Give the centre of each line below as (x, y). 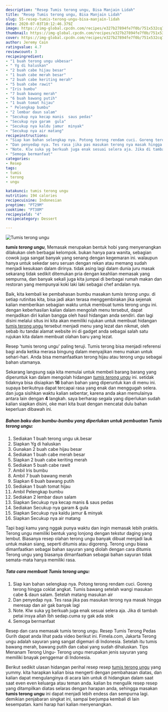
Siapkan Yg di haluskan (37, 444)
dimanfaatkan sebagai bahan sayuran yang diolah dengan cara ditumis (78, 549)
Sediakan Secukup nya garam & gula (51, 508)
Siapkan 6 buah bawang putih (43, 481)
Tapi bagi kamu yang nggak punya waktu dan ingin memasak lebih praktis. (82, 528)
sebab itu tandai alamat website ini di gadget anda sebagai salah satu (77, 331)
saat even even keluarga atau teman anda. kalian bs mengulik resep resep (82, 683)
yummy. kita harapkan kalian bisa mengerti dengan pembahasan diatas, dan (84, 672)
